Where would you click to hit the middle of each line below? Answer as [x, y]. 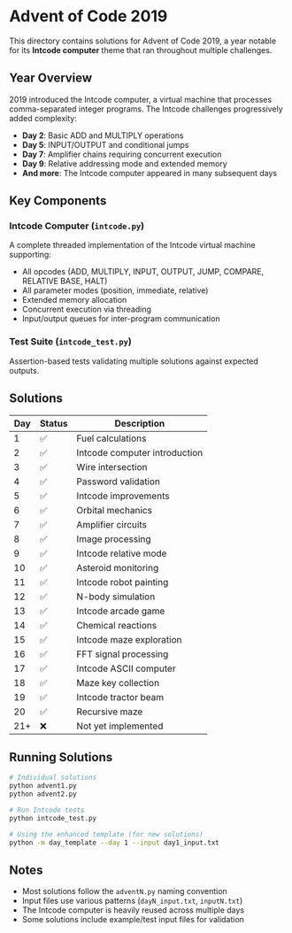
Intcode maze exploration [129, 639]
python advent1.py [43, 786]
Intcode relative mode [122, 553]
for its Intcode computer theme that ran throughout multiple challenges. [141, 50]
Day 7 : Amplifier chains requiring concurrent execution [122, 154]
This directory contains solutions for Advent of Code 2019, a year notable [143, 41]
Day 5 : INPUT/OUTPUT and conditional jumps [105, 144]
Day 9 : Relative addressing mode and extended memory [124, 163]
